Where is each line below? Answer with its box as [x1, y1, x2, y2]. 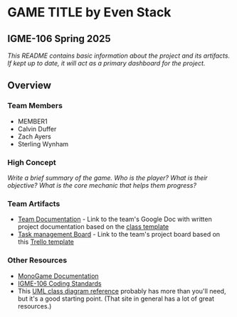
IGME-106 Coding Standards [17, 279, 102, 288]
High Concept [7, 157, 57, 167]
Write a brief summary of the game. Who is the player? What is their [7, 173, 208, 182]
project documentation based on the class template [17, 222, 169, 231]
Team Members [7, 101, 63, 111]
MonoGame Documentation [17, 272, 99, 280]
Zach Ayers [17, 132, 51, 141]
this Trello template [17, 237, 75, 246]
